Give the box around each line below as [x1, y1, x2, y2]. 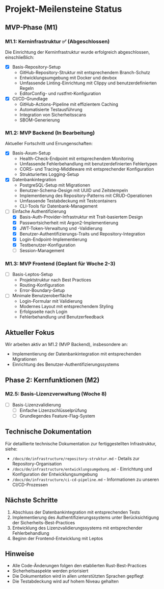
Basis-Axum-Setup [12, 150, 51, 156]
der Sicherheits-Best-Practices [12, 519, 75, 525]
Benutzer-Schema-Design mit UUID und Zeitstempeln [19, 188, 129, 194]
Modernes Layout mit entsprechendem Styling [19, 304, 114, 310]
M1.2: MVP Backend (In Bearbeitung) [5, 129, 95, 136]
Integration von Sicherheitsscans [19, 112, 86, 118]
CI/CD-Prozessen [12, 481, 48, 487]
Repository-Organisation [12, 461, 62, 467]
